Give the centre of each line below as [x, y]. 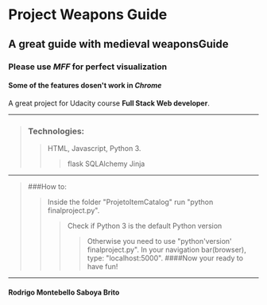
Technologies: [56, 131]
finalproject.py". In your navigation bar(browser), [166, 249]
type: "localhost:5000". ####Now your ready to [165, 258]
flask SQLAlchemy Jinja [106, 164]
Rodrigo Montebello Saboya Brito [64, 292]
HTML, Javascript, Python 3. [94, 148]
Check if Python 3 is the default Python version [145, 226]
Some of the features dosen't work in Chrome [85, 86]
